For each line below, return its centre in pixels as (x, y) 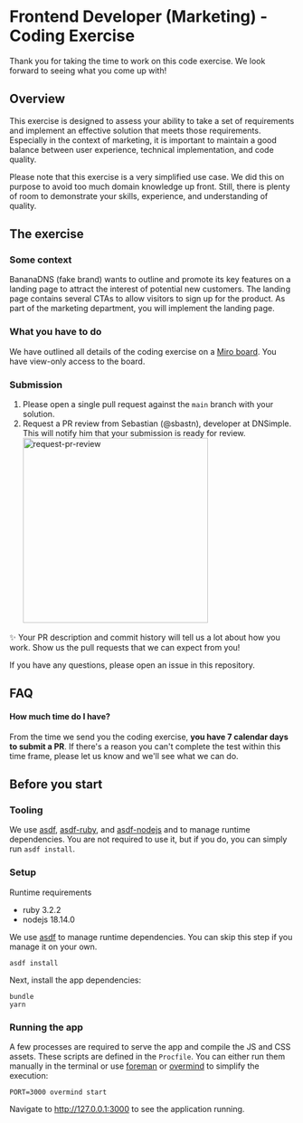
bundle (22, 996)
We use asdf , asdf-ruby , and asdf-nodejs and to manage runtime (130, 830)
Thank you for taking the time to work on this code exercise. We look (137, 61)
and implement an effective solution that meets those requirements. (135, 130)
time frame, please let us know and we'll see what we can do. (124, 756)
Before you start (56, 785)
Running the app (47, 1027)
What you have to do (56, 332)
